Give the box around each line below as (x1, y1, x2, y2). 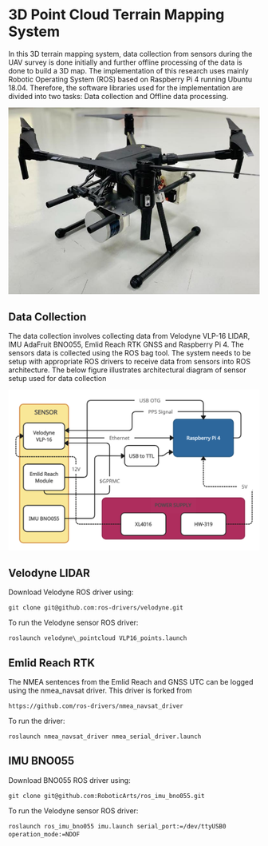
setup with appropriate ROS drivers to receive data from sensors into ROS (8, 357, 251, 367)
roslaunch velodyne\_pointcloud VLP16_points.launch (8, 634, 187, 642)
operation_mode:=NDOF (8, 830, 81, 838)
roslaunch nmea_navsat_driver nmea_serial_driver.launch (8, 733, 202, 741)
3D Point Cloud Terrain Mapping (8, 6, 225, 24)
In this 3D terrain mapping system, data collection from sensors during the (8, 49, 253, 58)
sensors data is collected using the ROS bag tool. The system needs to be (8, 348, 251, 358)
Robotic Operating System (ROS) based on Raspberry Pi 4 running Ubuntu (8, 74, 253, 84)
